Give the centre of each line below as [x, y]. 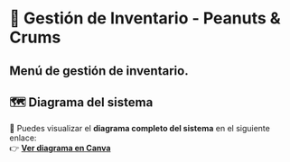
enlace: [23, 138]
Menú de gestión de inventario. [99, 71]
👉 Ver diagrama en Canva [60, 148]
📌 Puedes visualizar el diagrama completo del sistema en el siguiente [140, 129]
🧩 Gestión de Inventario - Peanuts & [145, 18]
